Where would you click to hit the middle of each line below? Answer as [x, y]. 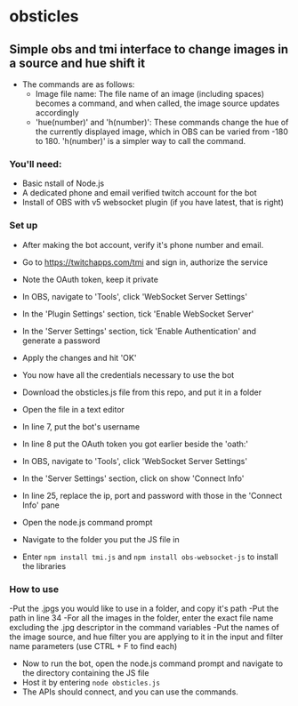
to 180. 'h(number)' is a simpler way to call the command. [141, 141]
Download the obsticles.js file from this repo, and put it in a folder [142, 392]
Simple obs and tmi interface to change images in [149, 49]
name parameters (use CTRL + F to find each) [93, 646]
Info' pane [40, 505]
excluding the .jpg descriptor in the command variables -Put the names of [145, 627]
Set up [24, 226]
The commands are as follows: [78, 84]
